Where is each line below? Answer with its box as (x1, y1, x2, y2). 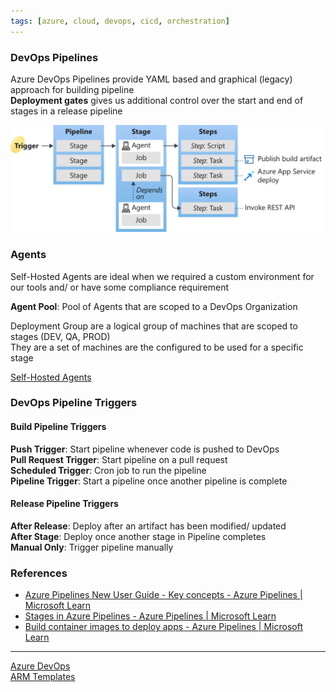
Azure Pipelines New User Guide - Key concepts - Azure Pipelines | (24, 589, 303, 601)
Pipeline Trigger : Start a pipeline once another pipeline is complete (10, 475, 288, 487)
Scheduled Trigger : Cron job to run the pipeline (10, 464, 207, 476)
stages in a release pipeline (10, 105, 123, 117)
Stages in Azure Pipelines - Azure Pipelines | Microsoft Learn (24, 610, 277, 622)
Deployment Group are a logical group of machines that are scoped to (10, 320, 298, 332)
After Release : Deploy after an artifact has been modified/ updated (10, 520, 287, 532)
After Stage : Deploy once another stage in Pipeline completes (10, 530, 267, 542)
